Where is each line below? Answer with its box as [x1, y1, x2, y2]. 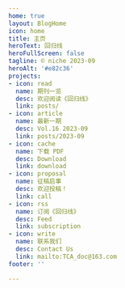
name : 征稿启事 [15, 177, 62, 186]
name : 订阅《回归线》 [15, 207, 80, 215]
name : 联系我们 [15, 238, 62, 246]
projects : [8, 72, 42, 80]
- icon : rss [8, 200, 48, 208]
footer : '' [8, 260, 45, 268]
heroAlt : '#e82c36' [8, 65, 74, 73]
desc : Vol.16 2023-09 [15, 125, 89, 133]
